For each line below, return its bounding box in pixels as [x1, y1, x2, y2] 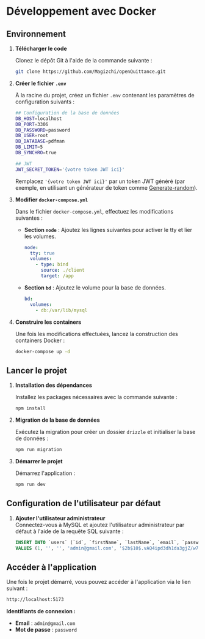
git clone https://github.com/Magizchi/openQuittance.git [15, 69, 166, 75]
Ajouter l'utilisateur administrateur [15, 514, 106, 521]
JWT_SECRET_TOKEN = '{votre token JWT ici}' [15, 166, 125, 173]
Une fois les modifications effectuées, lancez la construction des [15, 330, 178, 337]
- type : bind [35, 261, 69, 267]
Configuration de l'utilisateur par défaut [6, 498, 161, 509]
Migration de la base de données [15, 416, 100, 424]
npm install [15, 405, 46, 411]
